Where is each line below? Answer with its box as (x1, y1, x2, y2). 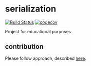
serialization (5, 3, 56, 14)
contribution (5, 42, 44, 51)
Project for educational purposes (5, 28, 71, 34)
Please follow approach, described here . (5, 55, 86, 61)
